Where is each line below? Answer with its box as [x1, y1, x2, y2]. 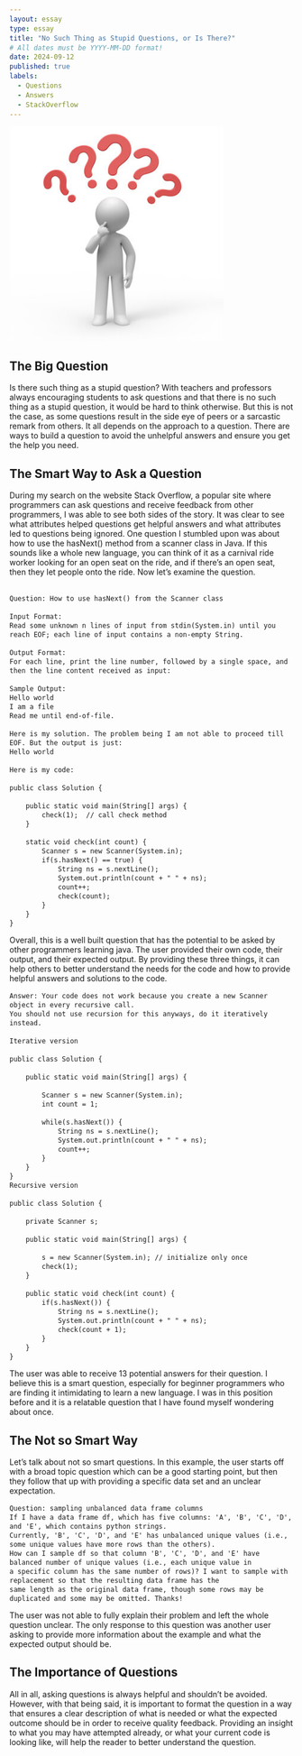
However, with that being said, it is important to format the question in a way [9, 1698, 293, 1709]
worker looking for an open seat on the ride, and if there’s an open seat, [9, 557, 276, 568]
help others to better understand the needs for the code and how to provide [9, 963, 291, 974]
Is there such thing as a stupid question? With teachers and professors [9, 382, 272, 393]
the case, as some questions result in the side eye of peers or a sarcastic [9, 411, 281, 422]
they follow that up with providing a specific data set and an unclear [9, 1476, 261, 1486]
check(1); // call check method [41, 811, 168, 820]
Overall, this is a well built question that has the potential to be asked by [9, 934, 276, 946]
